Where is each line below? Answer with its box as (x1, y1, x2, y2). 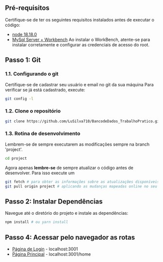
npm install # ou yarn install (5, 220, 68, 225)
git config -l (5, 96, 34, 101)
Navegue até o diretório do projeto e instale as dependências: (5, 210, 129, 216)
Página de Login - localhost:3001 (12, 246, 79, 252)
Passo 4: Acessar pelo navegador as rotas (5, 233, 135, 242)
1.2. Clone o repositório (5, 108, 61, 114)
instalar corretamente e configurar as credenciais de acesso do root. (12, 41, 149, 48)
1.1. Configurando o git (5, 71, 59, 77)
